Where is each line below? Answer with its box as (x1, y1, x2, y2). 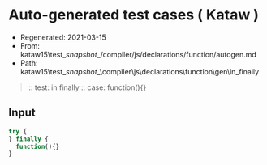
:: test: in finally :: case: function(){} (28, 82, 147, 92)
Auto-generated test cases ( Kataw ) (8, 6, 260, 24)
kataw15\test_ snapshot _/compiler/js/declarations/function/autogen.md (19, 49, 257, 59)
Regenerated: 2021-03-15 (19, 32, 107, 42)
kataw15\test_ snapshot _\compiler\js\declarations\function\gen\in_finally (19, 66, 260, 76)
